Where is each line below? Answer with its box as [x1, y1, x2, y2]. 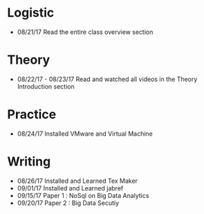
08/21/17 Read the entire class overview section [17, 28, 154, 36]
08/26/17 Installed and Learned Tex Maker [17, 177, 138, 185]
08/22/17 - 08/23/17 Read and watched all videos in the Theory [17, 75, 198, 83]
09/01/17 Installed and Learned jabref [17, 184, 124, 192]
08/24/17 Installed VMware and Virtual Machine [17, 130, 154, 138]
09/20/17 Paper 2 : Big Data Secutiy [17, 199, 120, 207]
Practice [7, 107, 57, 123]
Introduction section [17, 82, 75, 91]
